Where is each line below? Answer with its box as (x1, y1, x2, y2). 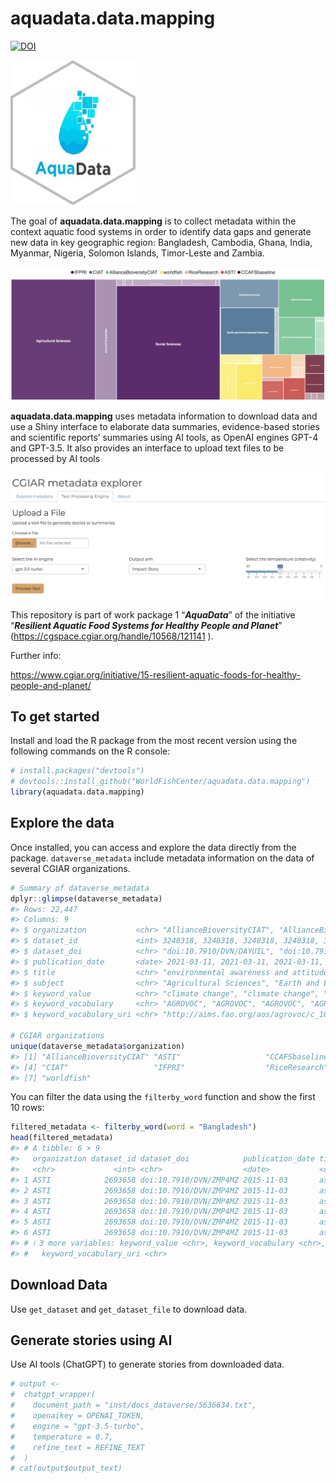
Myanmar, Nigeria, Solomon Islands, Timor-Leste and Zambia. (10, 247, 265, 259)
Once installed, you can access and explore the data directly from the (10, 841, 297, 853)
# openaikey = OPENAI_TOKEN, (10, 1411, 145, 1421)
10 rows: (10, 1102, 45, 1114)
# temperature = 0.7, (10, 1432, 114, 1442)
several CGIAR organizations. (10, 862, 131, 874)
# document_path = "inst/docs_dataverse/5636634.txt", (10, 1400, 257, 1411)
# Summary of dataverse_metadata (10, 883, 150, 893)
